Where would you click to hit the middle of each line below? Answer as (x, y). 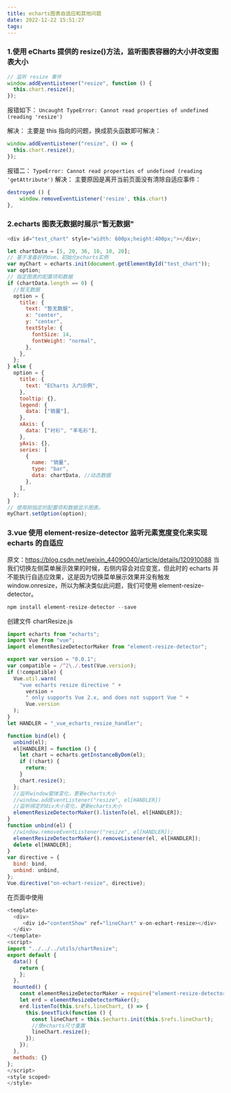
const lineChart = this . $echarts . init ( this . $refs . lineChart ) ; (123, 1019)
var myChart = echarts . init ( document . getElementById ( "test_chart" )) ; (109, 264)
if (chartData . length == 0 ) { (51, 283)
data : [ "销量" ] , (47, 411)
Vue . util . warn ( (35, 678)
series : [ (34, 450)
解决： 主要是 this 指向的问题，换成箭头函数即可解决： (84, 131)
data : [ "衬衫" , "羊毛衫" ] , (61, 431)
